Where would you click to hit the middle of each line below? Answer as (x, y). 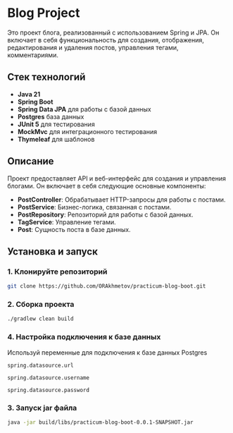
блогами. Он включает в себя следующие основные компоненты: (107, 185)
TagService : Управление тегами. (67, 222)
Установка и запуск (53, 251)
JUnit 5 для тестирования (56, 124)
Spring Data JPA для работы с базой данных (84, 109)
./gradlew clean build (40, 319)
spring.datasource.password (49, 390)
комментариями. (33, 55)
